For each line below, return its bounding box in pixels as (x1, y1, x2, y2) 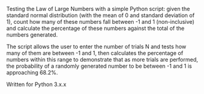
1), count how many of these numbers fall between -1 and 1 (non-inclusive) (6, 18, 195, 25)
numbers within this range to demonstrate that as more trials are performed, (6, 56, 198, 63)
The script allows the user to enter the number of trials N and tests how (6, 43, 187, 50)
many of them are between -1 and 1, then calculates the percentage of (6, 49, 184, 57)
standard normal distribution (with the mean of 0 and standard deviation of (6, 12, 195, 19)
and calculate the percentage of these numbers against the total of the (6, 24, 185, 32)
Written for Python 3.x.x (6, 81, 67, 88)
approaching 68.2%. (6, 69, 58, 76)
